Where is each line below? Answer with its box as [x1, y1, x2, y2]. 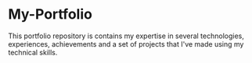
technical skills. [8, 47, 58, 57]
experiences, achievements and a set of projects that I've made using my [8, 39, 244, 48]
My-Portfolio [8, 5, 92, 23]
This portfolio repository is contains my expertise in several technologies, [8, 31, 244, 40]
